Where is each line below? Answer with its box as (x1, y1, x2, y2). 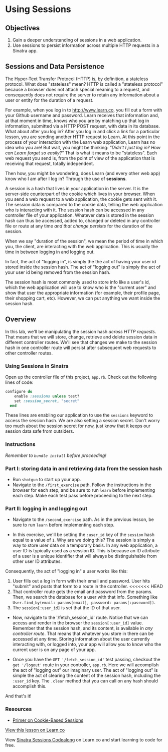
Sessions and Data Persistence (5, 62, 104, 71)
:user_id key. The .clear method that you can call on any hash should (12, 678, 158, 684)
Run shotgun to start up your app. (12, 477, 81, 483)
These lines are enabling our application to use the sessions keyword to (5, 412, 153, 418)
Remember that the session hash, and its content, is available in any (12, 625, 153, 631)
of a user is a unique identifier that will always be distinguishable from (12, 553, 157, 559)
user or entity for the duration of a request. (5, 97, 94, 103)
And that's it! (5, 693, 32, 699)
